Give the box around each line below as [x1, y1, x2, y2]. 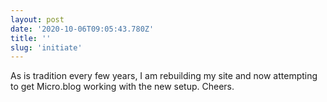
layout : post [10, 14, 65, 25]
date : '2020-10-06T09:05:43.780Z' [10, 24, 155, 34]
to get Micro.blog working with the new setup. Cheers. [10, 81, 235, 93]
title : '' [10, 33, 52, 43]
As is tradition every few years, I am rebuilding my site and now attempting [10, 70, 318, 82]
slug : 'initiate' [10, 42, 83, 53]
